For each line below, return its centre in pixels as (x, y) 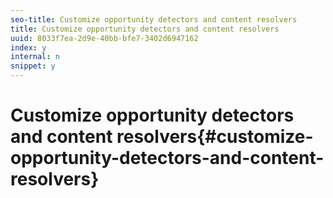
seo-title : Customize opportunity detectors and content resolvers (154, 19)
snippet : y (33, 66)
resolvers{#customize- (215, 137)
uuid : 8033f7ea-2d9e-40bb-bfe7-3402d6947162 (104, 38)
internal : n (35, 57)
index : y (28, 47)
